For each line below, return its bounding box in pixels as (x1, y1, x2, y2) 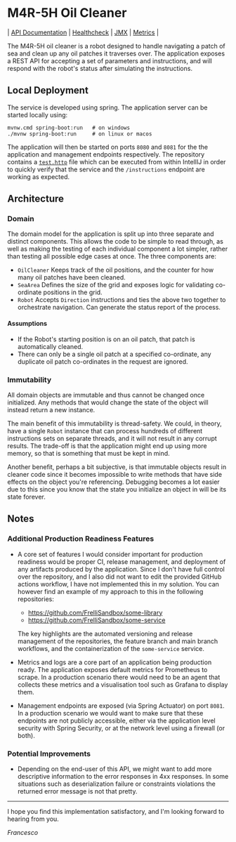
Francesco (7, 828, 39, 836)
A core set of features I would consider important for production (17, 550, 203, 558)
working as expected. (7, 172, 70, 180)
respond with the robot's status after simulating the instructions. (7, 64, 193, 72)
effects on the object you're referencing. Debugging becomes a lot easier (7, 478, 220, 486)
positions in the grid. (43, 288, 103, 296)
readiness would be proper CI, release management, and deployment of (17, 557, 226, 566)
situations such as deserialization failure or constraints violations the (17, 779, 216, 788)
